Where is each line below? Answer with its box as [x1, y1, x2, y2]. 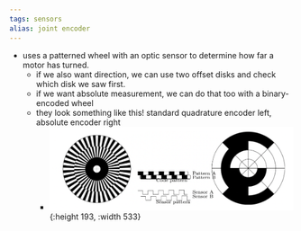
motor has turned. [22, 59, 90, 70]
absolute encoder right [35, 117, 122, 128]
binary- [261, 88, 290, 99]
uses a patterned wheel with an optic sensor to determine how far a [22, 49, 275, 60]
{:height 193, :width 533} [49, 211, 141, 222]
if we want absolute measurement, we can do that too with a [35, 88, 260, 99]
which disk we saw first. [35, 78, 126, 89]
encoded [35, 97, 69, 108]
